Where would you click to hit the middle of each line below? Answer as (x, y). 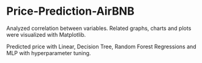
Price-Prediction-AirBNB (70, 11)
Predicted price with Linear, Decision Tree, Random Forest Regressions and (102, 46)
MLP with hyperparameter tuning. (49, 53)
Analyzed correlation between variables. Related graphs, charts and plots (99, 28)
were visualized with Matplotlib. (46, 34)
